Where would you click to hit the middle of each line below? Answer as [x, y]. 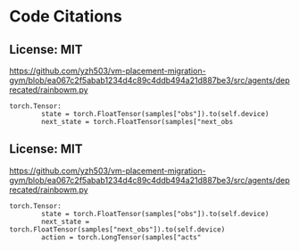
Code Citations [66, 17]
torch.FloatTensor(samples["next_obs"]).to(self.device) [117, 230]
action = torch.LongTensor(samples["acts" [121, 237]
